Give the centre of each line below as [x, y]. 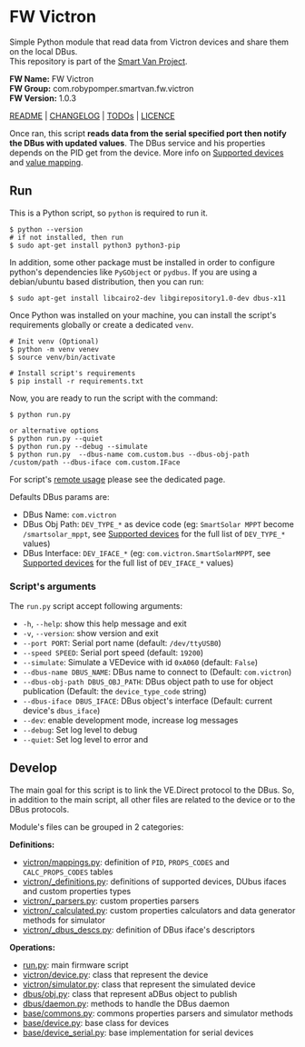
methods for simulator [64, 920]
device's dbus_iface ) [61, 711]
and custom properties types [77, 891]
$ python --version [46, 229]
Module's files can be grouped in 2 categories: [97, 827]
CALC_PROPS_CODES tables [68, 872]
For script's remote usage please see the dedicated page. [118, 479]
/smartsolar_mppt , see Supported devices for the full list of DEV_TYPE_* [154, 533]
